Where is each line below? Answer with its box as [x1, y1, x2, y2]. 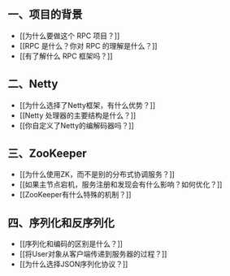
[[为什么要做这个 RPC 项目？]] [19, 31, 120, 41]
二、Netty [7, 77, 59, 91]
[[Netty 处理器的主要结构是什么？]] [19, 110, 137, 120]
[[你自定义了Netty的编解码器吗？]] [19, 120, 135, 130]
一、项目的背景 [7, 7, 83, 22]
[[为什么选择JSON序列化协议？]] [19, 259, 128, 270]
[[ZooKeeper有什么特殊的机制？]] [19, 190, 132, 200]
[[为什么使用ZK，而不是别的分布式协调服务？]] [19, 170, 176, 179]
